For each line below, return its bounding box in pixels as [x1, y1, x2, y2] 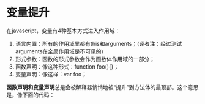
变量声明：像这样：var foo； [15, 70, 88, 78]
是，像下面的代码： [6, 91, 55, 98]
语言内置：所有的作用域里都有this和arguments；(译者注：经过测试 [15, 40, 182, 47]
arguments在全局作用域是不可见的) [15, 47, 104, 55]
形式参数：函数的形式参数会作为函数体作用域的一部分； [15, 55, 155, 62]
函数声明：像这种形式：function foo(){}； [15, 62, 119, 70]
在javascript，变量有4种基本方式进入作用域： [6, 27, 121, 34]
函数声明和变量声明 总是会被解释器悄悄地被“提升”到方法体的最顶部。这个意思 [6, 83, 199, 91]
